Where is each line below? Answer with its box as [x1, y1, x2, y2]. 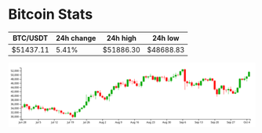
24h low [151, 34, 180, 43]
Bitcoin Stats [8, 5, 93, 23]
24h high [106, 34, 137, 43]
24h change [56, 34, 96, 43]
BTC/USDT [13, 34, 49, 43]
